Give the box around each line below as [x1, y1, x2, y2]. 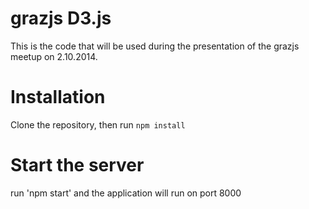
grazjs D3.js [10, 7, 112, 30]
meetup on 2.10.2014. [10, 50, 98, 62]
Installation [10, 86, 106, 109]
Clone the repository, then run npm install [10, 118, 186, 131]
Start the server [10, 154, 145, 177]
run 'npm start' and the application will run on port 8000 [10, 187, 242, 199]
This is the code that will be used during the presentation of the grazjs [10, 40, 300, 52]
